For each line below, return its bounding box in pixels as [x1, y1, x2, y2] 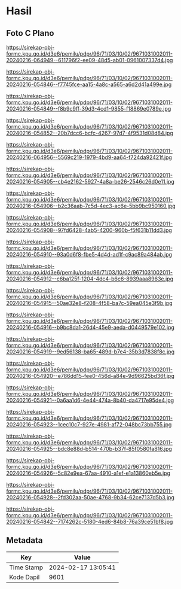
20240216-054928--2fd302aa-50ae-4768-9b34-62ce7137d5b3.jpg [6, 494, 175, 501]
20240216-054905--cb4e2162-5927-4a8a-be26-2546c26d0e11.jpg [6, 178, 174, 185]
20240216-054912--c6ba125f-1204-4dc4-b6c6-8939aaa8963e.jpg [6, 275, 174, 282]
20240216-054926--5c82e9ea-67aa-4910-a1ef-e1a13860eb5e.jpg [6, 469, 171, 477]
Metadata [6, 535, 43, 545]
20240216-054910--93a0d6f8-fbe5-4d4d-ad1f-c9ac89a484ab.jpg [6, 251, 172, 258]
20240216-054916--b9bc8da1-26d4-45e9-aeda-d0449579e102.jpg [6, 324, 175, 331]
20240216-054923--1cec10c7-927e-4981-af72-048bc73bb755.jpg [6, 421, 172, 428]
